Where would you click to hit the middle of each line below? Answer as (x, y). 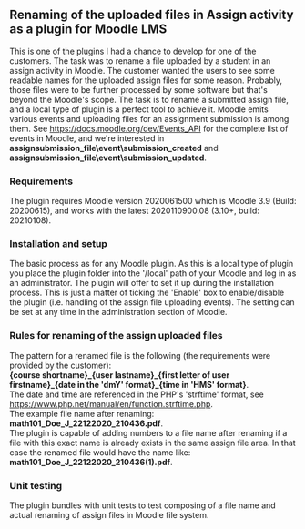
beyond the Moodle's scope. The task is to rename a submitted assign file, (149, 99)
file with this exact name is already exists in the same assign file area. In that (152, 443)
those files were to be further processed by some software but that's (139, 89)
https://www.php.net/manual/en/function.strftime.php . (112, 403)
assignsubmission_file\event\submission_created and (114, 148)
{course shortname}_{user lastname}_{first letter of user (120, 375)
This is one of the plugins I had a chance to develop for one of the (133, 51)
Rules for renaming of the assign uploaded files (116, 336)
